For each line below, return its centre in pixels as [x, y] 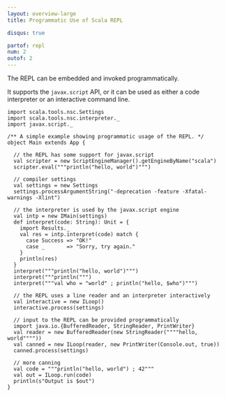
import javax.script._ [40, 124]
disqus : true [26, 33]
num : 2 [17, 52]
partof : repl [26, 45]
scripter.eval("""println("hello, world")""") [82, 167]
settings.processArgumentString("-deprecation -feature [96, 192]
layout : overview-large [42, 14]
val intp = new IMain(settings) [61, 216]
